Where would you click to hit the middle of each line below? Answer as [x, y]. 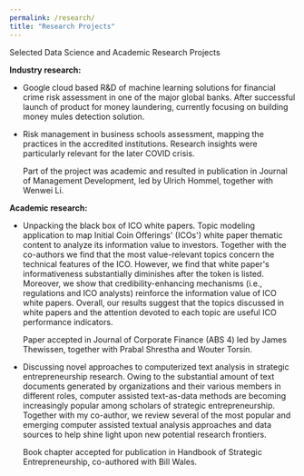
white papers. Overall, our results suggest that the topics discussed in [153, 302]
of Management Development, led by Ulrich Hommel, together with [148, 180]
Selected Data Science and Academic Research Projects [115, 52]
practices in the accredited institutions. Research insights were [140, 144]
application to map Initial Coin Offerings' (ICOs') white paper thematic [152, 235]
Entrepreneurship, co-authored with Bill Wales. [110, 461]
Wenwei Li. [43, 190]
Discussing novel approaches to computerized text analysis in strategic [156, 367]
